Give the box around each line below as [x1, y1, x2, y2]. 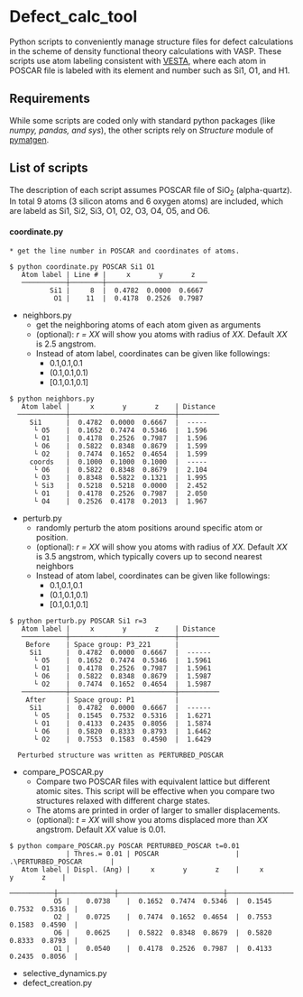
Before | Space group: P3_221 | [25, 640, 179, 649]
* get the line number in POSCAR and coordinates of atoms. [9, 246, 241, 255]
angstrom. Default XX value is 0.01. [35, 824, 167, 835]
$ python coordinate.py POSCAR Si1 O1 [9, 262, 155, 272]
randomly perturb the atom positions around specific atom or [35, 522, 263, 533]
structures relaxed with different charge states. [35, 795, 210, 806]
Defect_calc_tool [9, 6, 138, 27]
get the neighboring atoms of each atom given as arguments [35, 318, 262, 330]
